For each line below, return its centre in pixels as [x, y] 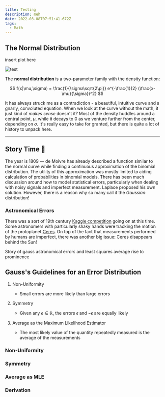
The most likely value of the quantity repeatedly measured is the [84, 332]
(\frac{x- [147, 88]
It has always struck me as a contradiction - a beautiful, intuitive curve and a [82, 103]
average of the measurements [50, 337]
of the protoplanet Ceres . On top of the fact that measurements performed [80, 232]
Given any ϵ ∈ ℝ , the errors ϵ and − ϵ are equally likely [74, 313]
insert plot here [20, 60]
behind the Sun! [21, 242]
